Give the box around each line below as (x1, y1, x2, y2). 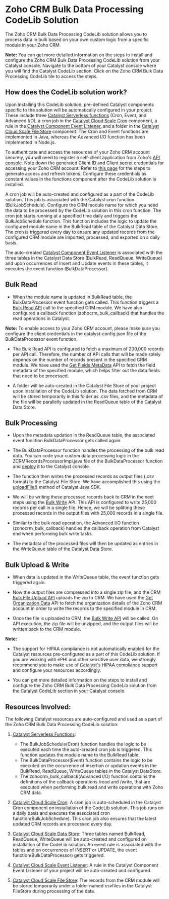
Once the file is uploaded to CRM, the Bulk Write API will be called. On (12, 615, 158, 622)
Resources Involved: (5, 702, 71, 711)
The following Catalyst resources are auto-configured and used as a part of (5, 716, 162, 722)
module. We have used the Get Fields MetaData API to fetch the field (12, 362, 155, 368)
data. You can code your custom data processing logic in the (12, 453, 139, 459)
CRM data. (20, 789, 42, 796)
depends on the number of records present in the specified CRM (12, 356, 147, 363)
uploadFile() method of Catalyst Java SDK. (12, 484, 101, 490)
